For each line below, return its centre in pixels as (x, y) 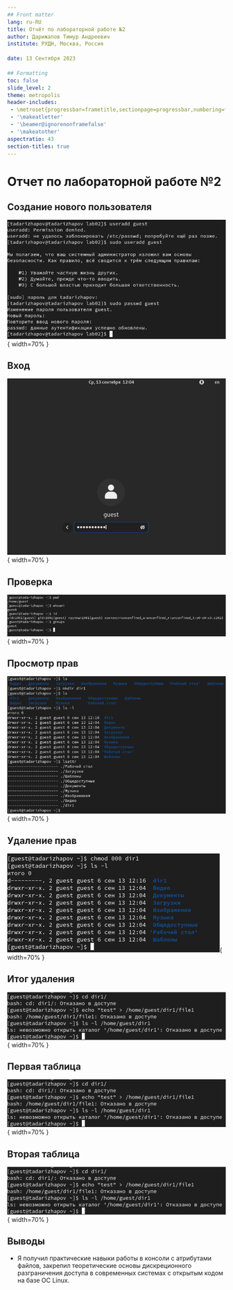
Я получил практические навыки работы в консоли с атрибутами (114, 1258)
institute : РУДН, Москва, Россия (55, 44)
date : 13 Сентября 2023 (42, 59)
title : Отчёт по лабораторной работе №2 (67, 29)
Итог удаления (41, 979)
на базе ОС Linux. (43, 1280)
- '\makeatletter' (37, 117)
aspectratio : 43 (31, 139)
